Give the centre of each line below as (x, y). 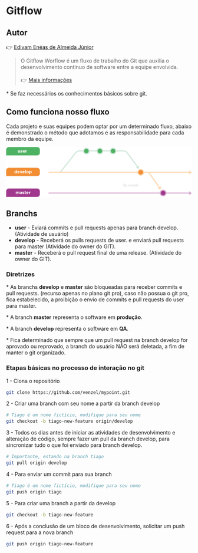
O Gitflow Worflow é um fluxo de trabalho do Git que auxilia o (95, 61)
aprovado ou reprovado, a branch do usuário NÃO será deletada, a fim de (95, 347)
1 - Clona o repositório (33, 381)
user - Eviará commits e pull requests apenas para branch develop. (96, 228)
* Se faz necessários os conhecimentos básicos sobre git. (77, 93)
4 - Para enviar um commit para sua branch (59, 474)
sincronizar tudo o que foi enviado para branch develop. (74, 445)
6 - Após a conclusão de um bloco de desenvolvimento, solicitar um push (95, 526)
